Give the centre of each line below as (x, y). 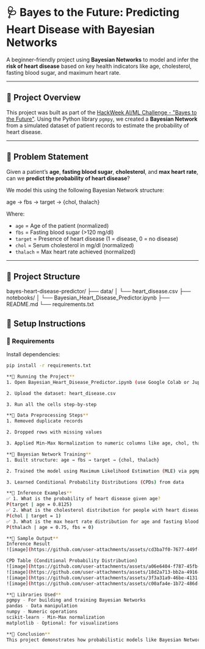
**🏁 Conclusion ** (28, 634)
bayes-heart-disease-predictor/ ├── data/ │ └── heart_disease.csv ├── (99, 291)
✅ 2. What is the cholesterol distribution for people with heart (93, 510)
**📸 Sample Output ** (33, 538)
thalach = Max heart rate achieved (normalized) (75, 252)
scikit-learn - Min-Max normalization (56, 617)
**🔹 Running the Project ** (41, 377)
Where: (16, 214)
